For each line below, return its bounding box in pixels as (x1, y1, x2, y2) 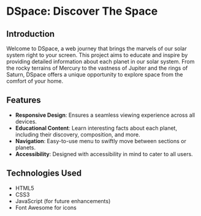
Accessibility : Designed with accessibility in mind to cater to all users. (15, 150, 193, 157)
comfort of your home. (6, 78, 63, 84)
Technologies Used (6, 168, 82, 179)
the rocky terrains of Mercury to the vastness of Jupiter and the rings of (6, 64, 188, 72)
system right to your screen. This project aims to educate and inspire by (6, 51, 188, 59)
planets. (15, 144, 36, 151)
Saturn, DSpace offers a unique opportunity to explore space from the (6, 71, 183, 78)
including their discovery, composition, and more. (15, 130, 140, 138)
